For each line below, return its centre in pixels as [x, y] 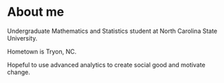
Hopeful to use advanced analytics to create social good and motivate [107, 64]
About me [36, 12]
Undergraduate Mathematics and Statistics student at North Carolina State [112, 31]
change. [19, 72]
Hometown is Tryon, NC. [42, 51]
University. [22, 38]
